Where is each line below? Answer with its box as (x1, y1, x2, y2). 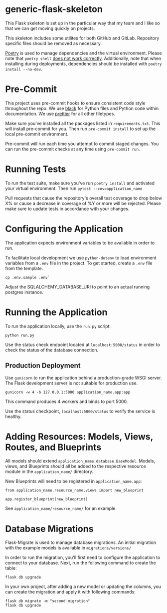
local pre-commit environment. (5, 131, 69, 137)
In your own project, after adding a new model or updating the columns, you (5, 583, 161, 589)
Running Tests (5, 163, 66, 175)
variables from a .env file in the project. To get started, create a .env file (5, 260, 153, 266)
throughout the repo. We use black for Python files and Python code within (5, 105, 159, 111)
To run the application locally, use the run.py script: (5, 323, 111, 329)
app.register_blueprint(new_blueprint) (5, 496, 88, 502)
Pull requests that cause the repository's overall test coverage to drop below (5, 195, 162, 201)
